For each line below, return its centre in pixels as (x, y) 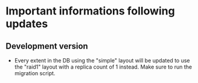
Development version (47, 46)
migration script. (35, 73)
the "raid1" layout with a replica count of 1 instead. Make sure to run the (103, 67)
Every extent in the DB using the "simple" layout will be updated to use (102, 60)
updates (27, 24)
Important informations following (91, 11)
